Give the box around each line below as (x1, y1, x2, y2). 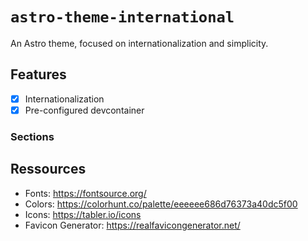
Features (10, 66, 67, 83)
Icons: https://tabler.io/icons (24, 208, 142, 220)
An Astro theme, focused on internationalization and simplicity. (10, 37, 269, 49)
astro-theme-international (10, 8, 235, 27)
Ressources (10, 161, 87, 178)
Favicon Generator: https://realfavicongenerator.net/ (24, 219, 241, 231)
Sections (10, 129, 55, 143)
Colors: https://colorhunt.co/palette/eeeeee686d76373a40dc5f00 (24, 198, 298, 210)
